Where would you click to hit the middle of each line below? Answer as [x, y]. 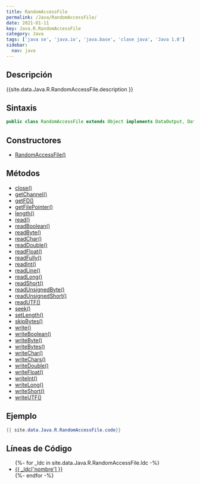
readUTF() [27, 302]
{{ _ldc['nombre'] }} [39, 469]
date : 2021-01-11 [28, 23]
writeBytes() [30, 347]
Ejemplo [21, 416]
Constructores [34, 140]
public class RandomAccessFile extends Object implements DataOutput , [96, 122]
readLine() [27, 270]
